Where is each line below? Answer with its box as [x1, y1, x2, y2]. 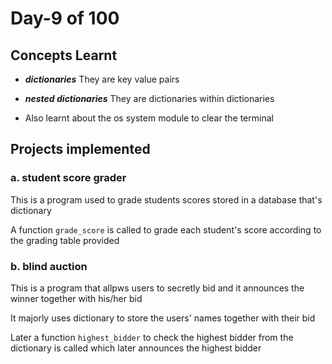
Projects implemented [10, 141, 151, 158]
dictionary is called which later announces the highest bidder [10, 342, 262, 354]
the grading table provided [10, 234, 120, 246]
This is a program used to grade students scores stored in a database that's [10, 193, 323, 206]
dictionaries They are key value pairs [24, 73, 180, 85]
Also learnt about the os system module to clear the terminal [24, 112, 274, 124]
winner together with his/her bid [10, 292, 143, 304]
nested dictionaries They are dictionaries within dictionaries [24, 93, 275, 104]
